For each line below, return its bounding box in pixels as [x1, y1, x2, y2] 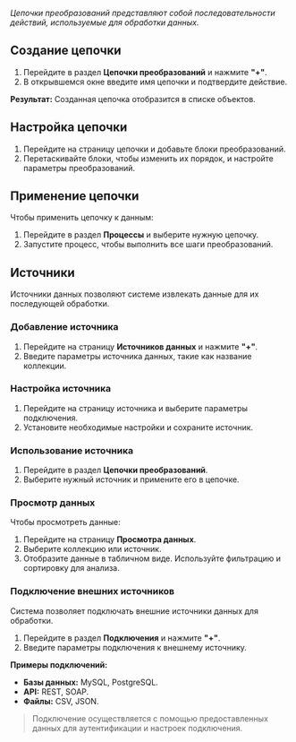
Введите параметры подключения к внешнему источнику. [22, 642, 247, 652]
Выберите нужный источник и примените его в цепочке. [22, 474, 240, 485]
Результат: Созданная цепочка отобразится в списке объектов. [10, 93, 256, 104]
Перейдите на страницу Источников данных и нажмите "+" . [22, 341, 258, 352]
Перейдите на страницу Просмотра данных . [22, 534, 197, 545]
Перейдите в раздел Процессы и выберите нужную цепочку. [22, 229, 259, 240]
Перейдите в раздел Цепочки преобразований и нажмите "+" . [22, 66, 267, 77]
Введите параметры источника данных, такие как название [22, 350, 252, 361]
